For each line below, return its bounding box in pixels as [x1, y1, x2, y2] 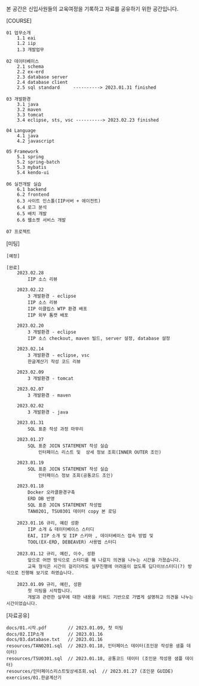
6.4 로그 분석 [17, 204, 47, 210]
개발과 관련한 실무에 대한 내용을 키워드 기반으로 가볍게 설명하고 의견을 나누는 [27, 594, 194, 600]
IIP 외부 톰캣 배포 [27, 312, 69, 318]
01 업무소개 [6, 30, 31, 36]
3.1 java [17, 101, 39, 107]
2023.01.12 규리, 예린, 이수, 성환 [17, 551, 96, 557]
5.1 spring [17, 154, 44, 160]
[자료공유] [6, 612, 30, 619]
